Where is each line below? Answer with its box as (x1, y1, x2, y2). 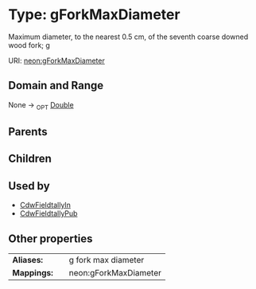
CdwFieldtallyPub (19, 209, 78, 218)
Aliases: (12, 254, 44, 265)
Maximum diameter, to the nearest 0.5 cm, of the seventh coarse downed (8, 32, 249, 41)
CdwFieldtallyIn (19, 201, 72, 210)
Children (8, 152, 52, 166)
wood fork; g (8, 40, 50, 49)
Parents (8, 125, 48, 139)
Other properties (8, 232, 93, 245)
